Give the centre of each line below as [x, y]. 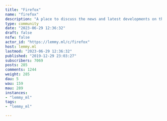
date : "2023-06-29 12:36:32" [35, 28]
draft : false [19, 33]
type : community [22, 24]
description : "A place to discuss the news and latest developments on [81, 19]
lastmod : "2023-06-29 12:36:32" [39, 51]
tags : [11, 102]
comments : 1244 [21, 70]
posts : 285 [16, 65]
